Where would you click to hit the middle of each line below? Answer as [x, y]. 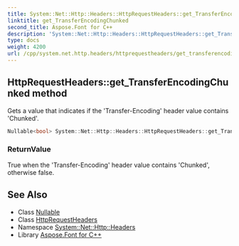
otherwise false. [31, 172]
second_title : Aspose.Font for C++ [60, 27]
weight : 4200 [27, 47]
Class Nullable [39, 212]
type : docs [23, 41]
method [49, 93]
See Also [27, 195]
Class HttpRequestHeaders [58, 219]
